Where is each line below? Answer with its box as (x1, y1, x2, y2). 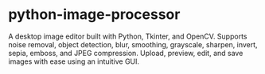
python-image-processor (8, 6, 181, 24)
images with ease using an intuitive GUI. (8, 57, 140, 66)
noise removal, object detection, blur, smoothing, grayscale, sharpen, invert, (8, 39, 258, 49)
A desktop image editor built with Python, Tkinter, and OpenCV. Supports (8, 31, 247, 41)
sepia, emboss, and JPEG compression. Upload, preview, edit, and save (8, 48, 244, 57)
